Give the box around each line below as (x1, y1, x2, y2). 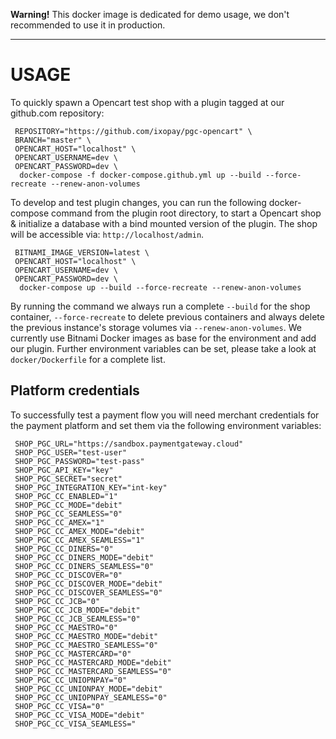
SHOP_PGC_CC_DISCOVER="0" (14, 570, 123, 580)
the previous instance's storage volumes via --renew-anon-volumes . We (10, 321, 302, 333)
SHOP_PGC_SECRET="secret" (14, 474, 123, 484)
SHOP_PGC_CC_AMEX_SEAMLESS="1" (14, 535, 145, 545)
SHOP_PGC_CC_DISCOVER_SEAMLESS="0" (14, 587, 163, 598)
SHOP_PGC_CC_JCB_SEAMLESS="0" (14, 614, 141, 624)
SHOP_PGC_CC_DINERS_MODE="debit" (14, 552, 155, 563)
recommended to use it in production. (10, 19, 166, 31)
